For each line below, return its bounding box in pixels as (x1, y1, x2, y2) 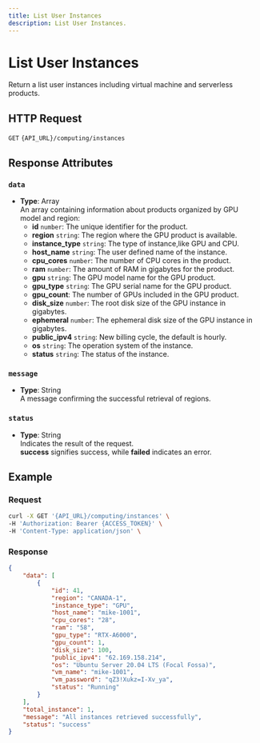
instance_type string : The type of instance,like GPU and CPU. (31, 238, 240, 248)
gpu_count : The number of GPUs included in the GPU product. (31, 290, 239, 299)
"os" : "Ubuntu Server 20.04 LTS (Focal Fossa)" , (50, 661, 217, 669)
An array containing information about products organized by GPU (19, 205, 238, 214)
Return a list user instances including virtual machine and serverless (8, 80, 234, 90)
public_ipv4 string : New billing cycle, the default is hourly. (31, 332, 227, 342)
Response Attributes (8, 156, 114, 170)
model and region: (19, 213, 81, 222)
